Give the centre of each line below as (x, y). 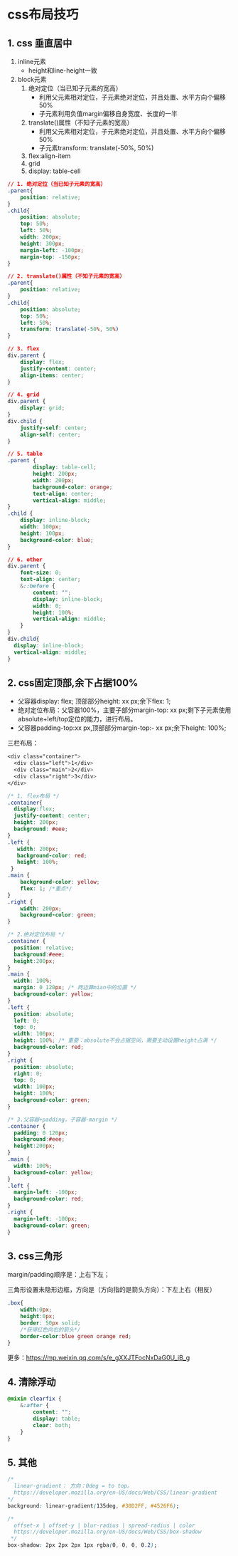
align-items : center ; (52, 375)
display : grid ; (43, 408)
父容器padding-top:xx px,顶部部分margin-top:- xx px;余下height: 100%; (122, 728)
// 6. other (25, 560)
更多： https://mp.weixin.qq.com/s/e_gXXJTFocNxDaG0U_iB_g (99, 1357)
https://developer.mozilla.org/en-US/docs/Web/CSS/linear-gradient (116, 1493)
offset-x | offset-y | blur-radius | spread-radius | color (104, 1525)
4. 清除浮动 (32, 1382)
